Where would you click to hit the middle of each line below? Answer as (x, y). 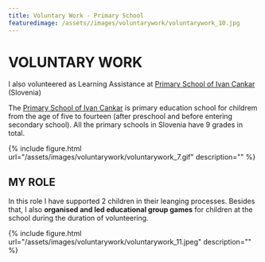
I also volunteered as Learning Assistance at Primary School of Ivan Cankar (132, 84)
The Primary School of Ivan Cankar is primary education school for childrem (133, 108)
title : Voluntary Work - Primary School (76, 15)
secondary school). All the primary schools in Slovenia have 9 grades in (126, 125)
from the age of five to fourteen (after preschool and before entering (121, 117)
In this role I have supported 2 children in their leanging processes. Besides (132, 201)
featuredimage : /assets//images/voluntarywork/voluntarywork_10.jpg (124, 23)
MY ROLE (32, 182)
